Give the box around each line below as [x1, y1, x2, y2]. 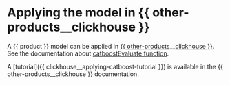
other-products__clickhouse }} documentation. [7, 70, 139, 78]
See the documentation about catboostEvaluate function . [7, 49, 169, 58]
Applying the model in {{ [7, 5, 150, 21]
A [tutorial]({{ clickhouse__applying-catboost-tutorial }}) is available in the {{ [7, 62, 224, 71]
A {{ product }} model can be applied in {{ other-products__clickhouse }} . [7, 42, 215, 50]
